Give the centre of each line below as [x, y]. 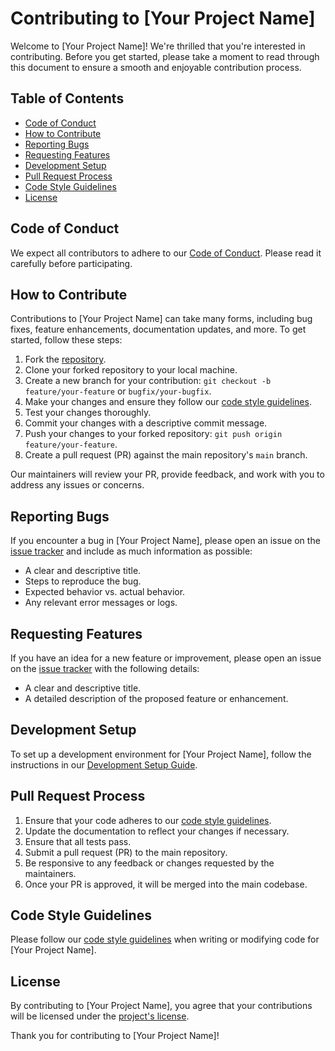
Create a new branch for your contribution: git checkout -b [148, 381]
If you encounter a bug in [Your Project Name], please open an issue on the [165, 541]
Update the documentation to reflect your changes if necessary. [157, 831]
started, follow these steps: [66, 340]
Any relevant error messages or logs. [101, 603]
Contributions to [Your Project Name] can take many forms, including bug [161, 319]
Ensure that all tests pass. [78, 841]
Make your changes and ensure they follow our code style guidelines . [168, 402]
